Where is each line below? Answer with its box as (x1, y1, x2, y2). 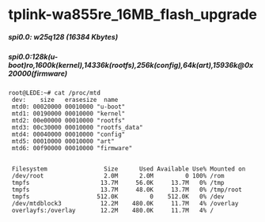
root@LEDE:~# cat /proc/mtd (8, 88, 101, 96)
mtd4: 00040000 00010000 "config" (11, 130, 126, 138)
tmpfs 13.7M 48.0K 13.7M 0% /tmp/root (11, 186, 243, 194)
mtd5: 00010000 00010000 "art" (11, 137, 115, 145)
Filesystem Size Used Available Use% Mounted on (11, 164, 246, 173)
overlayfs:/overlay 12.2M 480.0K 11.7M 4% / (11, 206, 214, 214)
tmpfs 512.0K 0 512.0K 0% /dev (11, 192, 225, 201)
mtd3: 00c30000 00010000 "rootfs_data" (11, 123, 144, 131)
